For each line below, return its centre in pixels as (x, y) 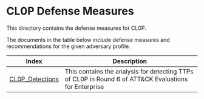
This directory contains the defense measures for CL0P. (76, 28)
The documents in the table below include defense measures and (88, 39)
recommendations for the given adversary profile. (68, 46)
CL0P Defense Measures (70, 11)
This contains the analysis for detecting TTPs (129, 71)
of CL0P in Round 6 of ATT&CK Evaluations (126, 79)
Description (130, 61)
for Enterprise (84, 86)
